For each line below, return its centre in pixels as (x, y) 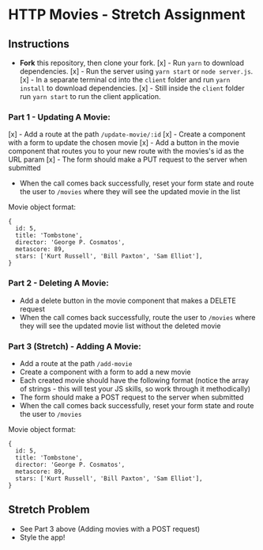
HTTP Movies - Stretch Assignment (127, 15)
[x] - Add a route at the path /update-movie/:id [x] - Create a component (127, 134)
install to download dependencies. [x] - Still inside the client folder (132, 88)
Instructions (39, 44)
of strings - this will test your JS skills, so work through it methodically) (135, 388)
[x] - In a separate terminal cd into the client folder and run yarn (125, 80)
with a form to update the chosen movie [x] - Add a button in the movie (124, 143)
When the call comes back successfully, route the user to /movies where (137, 317)
